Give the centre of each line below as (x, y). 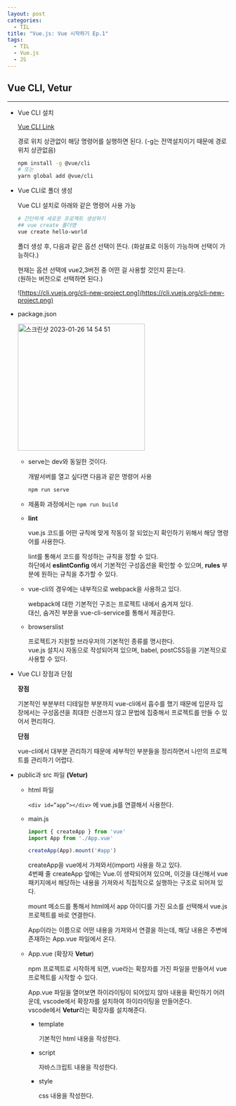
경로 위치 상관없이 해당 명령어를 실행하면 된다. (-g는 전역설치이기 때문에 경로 (122, 141)
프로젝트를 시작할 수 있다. (63, 977)
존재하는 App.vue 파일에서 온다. (72, 939)
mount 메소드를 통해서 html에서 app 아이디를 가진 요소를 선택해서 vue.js (127, 906)
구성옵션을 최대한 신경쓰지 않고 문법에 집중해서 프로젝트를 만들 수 (131, 712)
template (51, 1024)
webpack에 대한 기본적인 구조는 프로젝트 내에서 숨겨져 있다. (110, 604)
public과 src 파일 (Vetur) (52, 775)
